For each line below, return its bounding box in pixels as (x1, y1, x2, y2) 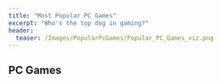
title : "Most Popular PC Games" (8, 11, 117, 20)
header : (8, 26, 35, 34)
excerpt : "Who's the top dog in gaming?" (8, 19, 149, 27)
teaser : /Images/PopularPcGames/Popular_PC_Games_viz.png (15, 33, 215, 42)
